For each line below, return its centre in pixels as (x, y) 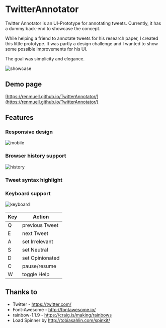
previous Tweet (40, 225)
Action (41, 216)
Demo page (24, 84)
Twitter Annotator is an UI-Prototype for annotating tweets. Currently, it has (83, 23)
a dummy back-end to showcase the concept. (53, 28)
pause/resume (39, 266)
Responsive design (29, 132)
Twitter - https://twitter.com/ (42, 304)
